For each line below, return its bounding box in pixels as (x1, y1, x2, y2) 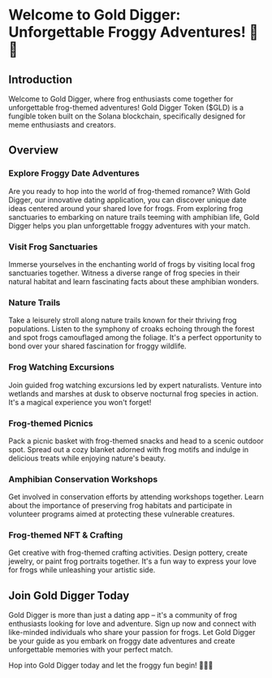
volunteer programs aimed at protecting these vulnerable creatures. (8, 509, 235, 519)
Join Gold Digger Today (8, 589, 130, 602)
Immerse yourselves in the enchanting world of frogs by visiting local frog (8, 259, 256, 269)
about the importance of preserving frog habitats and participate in (8, 501, 233, 511)
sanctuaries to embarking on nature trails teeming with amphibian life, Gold (8, 212, 260, 222)
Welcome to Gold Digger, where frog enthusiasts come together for (8, 94, 234, 103)
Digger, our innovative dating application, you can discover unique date (8, 195, 247, 205)
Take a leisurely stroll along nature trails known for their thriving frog (8, 315, 237, 326)
